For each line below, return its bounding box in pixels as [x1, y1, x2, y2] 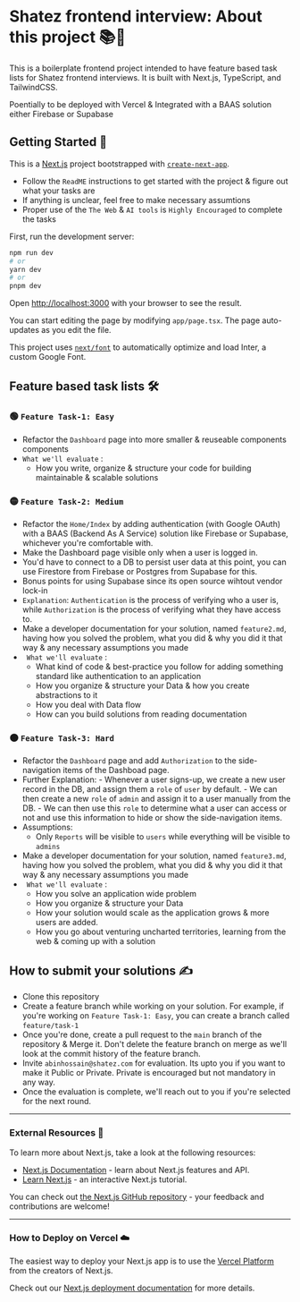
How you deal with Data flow [35, 700, 142, 711]
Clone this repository [21, 991, 100, 1002]
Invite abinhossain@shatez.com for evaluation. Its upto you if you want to [21, 1058, 286, 1068]
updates [9, 325, 40, 336]
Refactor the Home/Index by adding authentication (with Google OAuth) [21, 519, 281, 530]
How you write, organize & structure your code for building [35, 463, 252, 473]
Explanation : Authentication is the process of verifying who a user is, [21, 595, 279, 606]
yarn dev [9, 265, 42, 274]
